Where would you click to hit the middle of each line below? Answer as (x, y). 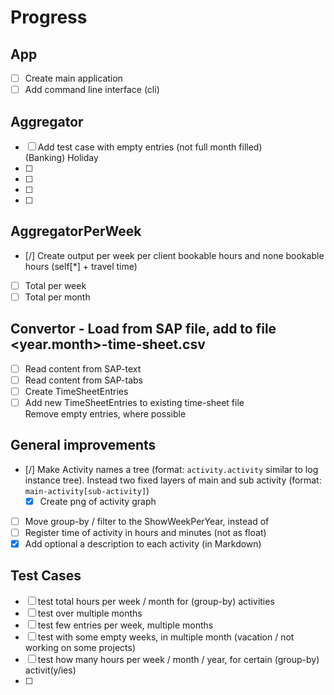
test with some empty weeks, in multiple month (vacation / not (166, 637)
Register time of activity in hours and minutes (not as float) (145, 532)
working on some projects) (80, 647)
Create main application (73, 78)
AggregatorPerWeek (76, 231)
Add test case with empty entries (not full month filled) (150, 147)
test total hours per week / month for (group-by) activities (156, 601)
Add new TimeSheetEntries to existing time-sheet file (134, 402)
